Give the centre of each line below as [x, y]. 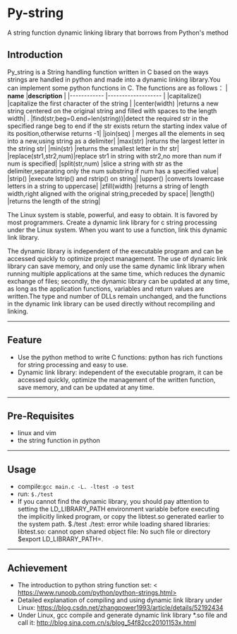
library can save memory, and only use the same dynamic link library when [116, 266]
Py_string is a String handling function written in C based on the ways [108, 71]
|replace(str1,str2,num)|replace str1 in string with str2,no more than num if [115, 156]
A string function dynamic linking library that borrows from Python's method [118, 33]
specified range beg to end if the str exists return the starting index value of [117, 126]
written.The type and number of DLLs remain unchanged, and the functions [117, 296]
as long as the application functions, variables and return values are [106, 289]
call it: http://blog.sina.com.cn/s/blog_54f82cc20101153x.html [107, 623]
